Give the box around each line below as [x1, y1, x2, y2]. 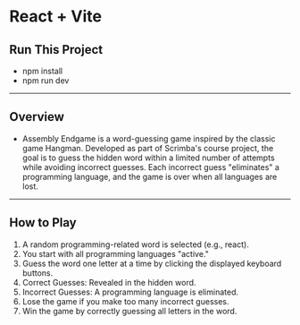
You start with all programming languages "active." [21, 248, 210, 259]
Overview [9, 109, 65, 124]
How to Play [9, 215, 78, 230]
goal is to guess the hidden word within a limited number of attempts [21, 152, 275, 163]
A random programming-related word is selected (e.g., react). [21, 239, 250, 250]
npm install [21, 65, 63, 76]
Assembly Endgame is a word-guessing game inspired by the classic [21, 133, 276, 144]
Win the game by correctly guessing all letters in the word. [21, 305, 237, 316]
